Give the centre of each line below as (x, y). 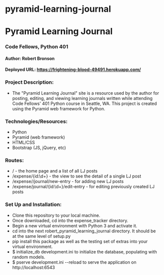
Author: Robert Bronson (30, 58)
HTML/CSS (23, 143)
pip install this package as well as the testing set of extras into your (80, 241)
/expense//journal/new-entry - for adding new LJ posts (68, 181)
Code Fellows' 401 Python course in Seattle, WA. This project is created (84, 103)
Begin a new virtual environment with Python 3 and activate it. (75, 225)
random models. (29, 257)
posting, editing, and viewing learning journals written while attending (82, 98)
